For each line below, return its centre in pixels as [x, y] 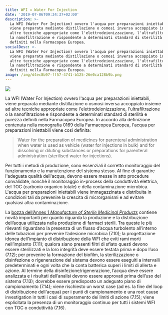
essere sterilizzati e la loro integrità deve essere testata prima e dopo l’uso [82, 249]
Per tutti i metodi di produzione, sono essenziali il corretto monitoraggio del [82, 165]
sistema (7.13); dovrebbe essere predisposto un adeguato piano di [73, 281]
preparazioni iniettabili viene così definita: [48, 130]
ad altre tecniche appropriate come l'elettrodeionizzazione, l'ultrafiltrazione [83, 109]
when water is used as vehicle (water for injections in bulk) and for [86, 145]
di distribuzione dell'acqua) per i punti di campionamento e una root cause [82, 292]
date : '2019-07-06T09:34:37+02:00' [42, 14]
